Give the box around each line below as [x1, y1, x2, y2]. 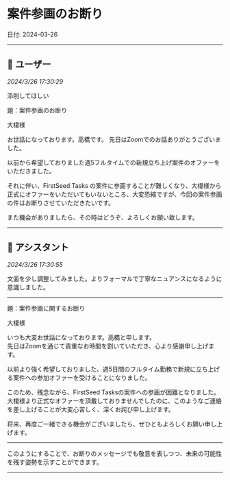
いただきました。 [7, 167, 55, 175]
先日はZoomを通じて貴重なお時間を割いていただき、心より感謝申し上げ [7, 341, 209, 350]
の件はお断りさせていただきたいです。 [7, 198, 115, 206]
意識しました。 [7, 283, 49, 291]
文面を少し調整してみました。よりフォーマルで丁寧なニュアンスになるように [7, 274, 222, 283]
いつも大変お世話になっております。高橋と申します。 [7, 333, 156, 341]
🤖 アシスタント [7, 241, 69, 254]
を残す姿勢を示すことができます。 [7, 457, 103, 466]
